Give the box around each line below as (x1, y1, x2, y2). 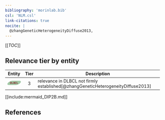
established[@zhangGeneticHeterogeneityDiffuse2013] (37, 83, 151, 89)
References (5, 108, 41, 117)
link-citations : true (5, 18, 50, 23)
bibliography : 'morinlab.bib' (5, 8, 67, 13)
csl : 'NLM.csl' (5, 13, 36, 18)
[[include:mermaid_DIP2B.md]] (5, 94, 68, 100)
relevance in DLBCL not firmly (37, 78, 98, 84)
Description (85, 71, 110, 77)
